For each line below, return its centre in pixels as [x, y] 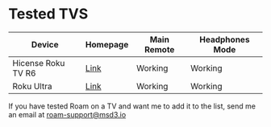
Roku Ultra [32, 86]
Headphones [225, 39]
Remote [159, 49]
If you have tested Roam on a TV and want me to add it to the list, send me [132, 106]
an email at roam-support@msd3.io [67, 114]
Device [45, 44]
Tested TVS [48, 14]
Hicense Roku [39, 63]
